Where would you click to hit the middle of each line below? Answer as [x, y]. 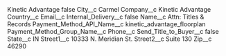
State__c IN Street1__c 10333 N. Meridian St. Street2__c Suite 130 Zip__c [110, 39]
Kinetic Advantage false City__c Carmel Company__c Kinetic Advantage [109, 9]
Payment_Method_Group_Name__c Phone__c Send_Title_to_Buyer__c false [113, 31]
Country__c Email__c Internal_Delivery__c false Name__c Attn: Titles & [106, 17]
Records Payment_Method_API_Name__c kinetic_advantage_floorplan [106, 24]
